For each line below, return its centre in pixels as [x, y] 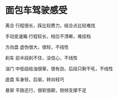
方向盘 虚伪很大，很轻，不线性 [37, 47]
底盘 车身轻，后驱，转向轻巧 [35, 79]
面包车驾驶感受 [36, 10]
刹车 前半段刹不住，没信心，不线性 [41, 58]
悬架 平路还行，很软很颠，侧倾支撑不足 [46, 90]
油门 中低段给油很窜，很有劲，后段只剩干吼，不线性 [59, 69]
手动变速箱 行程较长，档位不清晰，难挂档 [48, 36]
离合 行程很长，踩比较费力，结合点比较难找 [50, 25]
